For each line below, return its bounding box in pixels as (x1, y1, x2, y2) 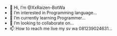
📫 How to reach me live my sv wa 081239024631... (9, 26, 113, 31)
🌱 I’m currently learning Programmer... (9, 15, 86, 20)
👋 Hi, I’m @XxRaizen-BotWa (9, 5, 65, 10)
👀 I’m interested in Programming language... (9, 10, 97, 16)
